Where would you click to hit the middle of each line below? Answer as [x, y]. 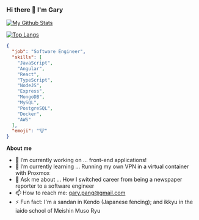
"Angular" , [31, 69]
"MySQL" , [28, 103]
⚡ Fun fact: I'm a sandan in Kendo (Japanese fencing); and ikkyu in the [104, 202]
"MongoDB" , [31, 97]
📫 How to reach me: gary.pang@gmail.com [70, 193]
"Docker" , [30, 114]
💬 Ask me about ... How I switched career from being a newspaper [99, 180]
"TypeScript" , [35, 80]
